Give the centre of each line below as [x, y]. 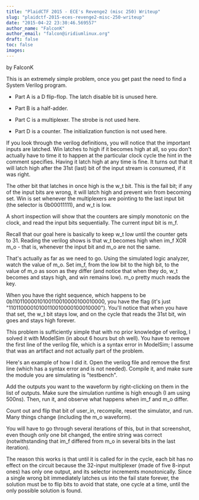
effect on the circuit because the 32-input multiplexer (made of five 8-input [98, 465]
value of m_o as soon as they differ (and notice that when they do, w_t [92, 271]
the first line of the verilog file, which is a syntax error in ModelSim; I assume [100, 344]
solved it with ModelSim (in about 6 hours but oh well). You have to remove [98, 338]
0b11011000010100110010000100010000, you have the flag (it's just [89, 301]
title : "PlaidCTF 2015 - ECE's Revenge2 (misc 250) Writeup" [83, 12]
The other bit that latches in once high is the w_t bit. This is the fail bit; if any [99, 185]
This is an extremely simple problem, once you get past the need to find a [96, 78]
